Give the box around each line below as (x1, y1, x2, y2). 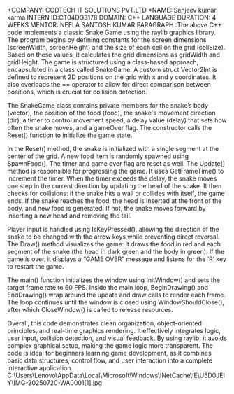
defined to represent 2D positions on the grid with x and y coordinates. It (7, 73, 217, 81)
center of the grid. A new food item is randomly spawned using (7, 152, 189, 160)
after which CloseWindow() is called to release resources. (7, 306, 173, 314)
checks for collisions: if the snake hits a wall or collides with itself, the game (7, 189, 225, 197)
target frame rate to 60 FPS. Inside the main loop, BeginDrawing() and (7, 283, 208, 291)
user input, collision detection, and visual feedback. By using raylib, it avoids (7, 334, 227, 342)
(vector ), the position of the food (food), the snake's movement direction (7, 108, 216, 117)
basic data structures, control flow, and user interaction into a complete (7, 356, 213, 365)
